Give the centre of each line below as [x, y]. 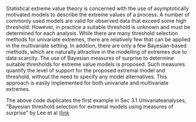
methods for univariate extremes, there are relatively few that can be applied [98, 39]
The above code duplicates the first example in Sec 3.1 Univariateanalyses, [96, 100]
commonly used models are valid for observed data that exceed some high [96, 21]
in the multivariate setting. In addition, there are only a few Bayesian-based [97, 46]
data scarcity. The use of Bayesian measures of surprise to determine [90, 58]
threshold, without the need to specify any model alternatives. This [87, 76]
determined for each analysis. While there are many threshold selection [92, 33]
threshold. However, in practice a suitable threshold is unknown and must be [98, 27]
